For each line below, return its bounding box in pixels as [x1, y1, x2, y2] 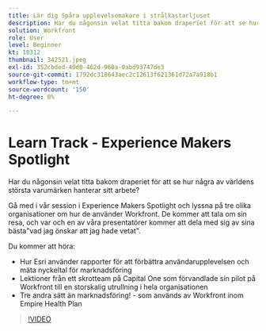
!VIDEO [27, 314, 51, 324]
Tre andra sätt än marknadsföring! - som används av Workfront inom [19, 291, 244, 300]
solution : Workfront [8, 26, 77, 34]
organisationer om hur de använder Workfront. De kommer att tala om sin [8, 210, 247, 219]
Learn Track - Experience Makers [8, 134, 232, 152]
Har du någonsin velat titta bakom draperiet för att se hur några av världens [8, 177, 255, 187]
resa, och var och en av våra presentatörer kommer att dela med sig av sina [8, 217, 255, 227]
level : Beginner [8, 41, 62, 49]
